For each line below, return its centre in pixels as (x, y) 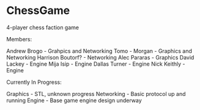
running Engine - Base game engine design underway (74, 100)
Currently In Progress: (34, 82)
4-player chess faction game (43, 27)
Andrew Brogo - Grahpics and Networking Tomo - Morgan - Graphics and (99, 51)
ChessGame (38, 11)
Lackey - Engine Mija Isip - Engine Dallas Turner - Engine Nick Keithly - (96, 64)
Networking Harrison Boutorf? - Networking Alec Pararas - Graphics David (100, 57)
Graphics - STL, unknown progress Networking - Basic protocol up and (96, 94)
